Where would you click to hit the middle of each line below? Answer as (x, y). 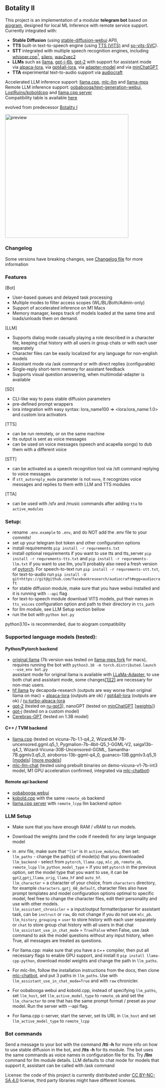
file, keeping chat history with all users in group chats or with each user (85, 343)
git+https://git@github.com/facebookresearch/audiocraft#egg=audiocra (86, 579)
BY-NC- (147, 1075)
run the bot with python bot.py (43, 615)
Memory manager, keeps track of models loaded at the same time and (83, 313)
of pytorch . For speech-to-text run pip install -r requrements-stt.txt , (86, 569)
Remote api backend (27, 782)
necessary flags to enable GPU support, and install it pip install (78, 955)
